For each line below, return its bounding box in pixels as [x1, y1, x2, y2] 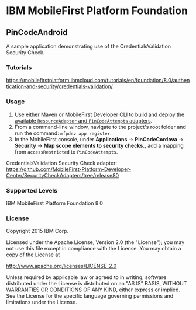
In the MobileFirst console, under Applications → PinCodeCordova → [14, 135, 184, 142]
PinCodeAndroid [6, 27, 68, 37]
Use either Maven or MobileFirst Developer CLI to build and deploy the [14, 111, 185, 118]
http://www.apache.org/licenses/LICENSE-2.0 [6, 263, 117, 270]
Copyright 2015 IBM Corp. [6, 228, 69, 235]
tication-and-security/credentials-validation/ [6, 83, 113, 90]
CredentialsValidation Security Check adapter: [6, 159, 117, 166]
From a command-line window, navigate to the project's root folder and [14, 123, 186, 130]
